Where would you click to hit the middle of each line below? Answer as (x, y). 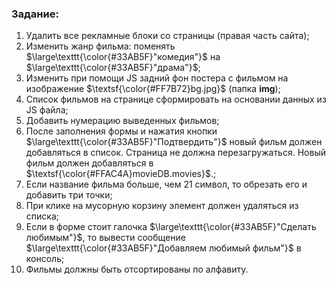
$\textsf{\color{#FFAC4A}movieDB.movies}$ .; (121, 174)
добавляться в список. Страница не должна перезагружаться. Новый (175, 153)
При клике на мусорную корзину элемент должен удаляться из (162, 206)
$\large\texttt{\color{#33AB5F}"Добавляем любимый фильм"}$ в (163, 248)
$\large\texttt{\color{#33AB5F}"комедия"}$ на (123, 57)
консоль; (45, 259)
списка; (42, 216)
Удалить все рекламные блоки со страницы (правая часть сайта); (167, 36)
